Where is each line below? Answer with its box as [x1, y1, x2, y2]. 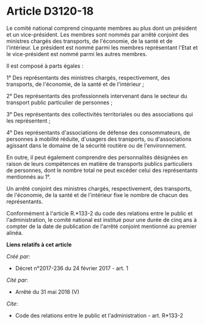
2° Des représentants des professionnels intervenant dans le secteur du [6, 92, 188, 99]
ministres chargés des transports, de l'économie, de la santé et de [6, 37, 173, 45]
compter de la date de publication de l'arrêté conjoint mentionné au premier [6, 223, 197, 230]
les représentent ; [6, 117, 51, 124]
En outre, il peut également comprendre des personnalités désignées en [6, 154, 188, 161]
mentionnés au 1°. [6, 173, 51, 180]
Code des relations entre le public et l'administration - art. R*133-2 [15, 312, 183, 319]
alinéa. [6, 229, 23, 236]
